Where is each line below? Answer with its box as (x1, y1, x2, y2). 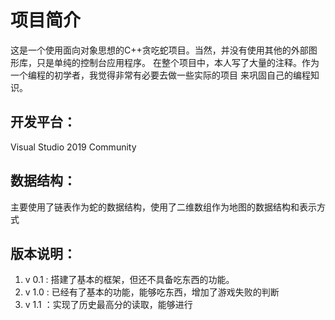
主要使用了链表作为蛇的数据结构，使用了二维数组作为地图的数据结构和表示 (10, 201, 317, 213)
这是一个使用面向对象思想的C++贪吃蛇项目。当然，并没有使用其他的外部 (10, 44, 309, 56)
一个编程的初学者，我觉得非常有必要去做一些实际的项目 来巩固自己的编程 (10, 69, 311, 81)
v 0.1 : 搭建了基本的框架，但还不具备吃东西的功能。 (24, 274, 235, 286)
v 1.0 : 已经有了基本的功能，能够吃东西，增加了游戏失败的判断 (24, 286, 280, 298)
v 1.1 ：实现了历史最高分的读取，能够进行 (24, 299, 193, 311)
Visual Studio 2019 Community (10, 141, 137, 153)
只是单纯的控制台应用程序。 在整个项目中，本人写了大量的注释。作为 (36, 56, 320, 68)
